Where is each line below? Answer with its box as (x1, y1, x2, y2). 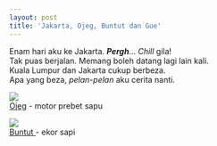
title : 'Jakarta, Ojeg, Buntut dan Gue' (9, 21, 163, 30)
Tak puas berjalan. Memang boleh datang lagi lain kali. (9, 55, 210, 66)
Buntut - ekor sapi (9, 126, 76, 137)
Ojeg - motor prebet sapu (9, 100, 103, 111)
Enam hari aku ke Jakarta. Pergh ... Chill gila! (9, 45, 172, 56)
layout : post (9, 12, 58, 22)
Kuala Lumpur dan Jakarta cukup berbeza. (9, 64, 166, 76)
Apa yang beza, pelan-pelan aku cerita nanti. (9, 74, 176, 85)
